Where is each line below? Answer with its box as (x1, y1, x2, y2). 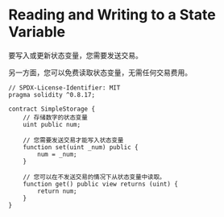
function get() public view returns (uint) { (23, 180, 179, 188)
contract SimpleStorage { (8, 105, 95, 113)
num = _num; (37, 150, 78, 158)
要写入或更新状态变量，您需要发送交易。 (8, 50, 143, 60)
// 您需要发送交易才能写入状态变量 (23, 136, 124, 144)
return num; (37, 187, 78, 195)
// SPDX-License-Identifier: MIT (8, 83, 121, 92)
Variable (8, 23, 66, 41)
